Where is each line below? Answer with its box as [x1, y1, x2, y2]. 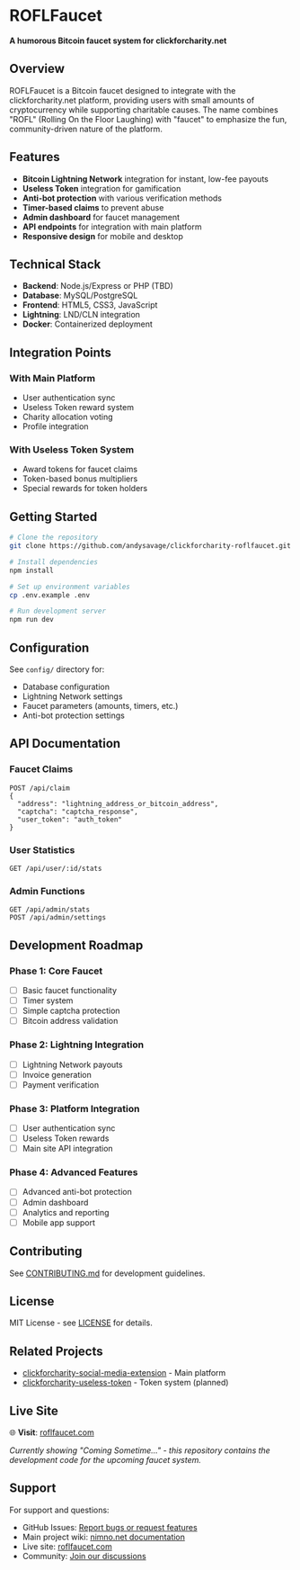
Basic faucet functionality [22, 984, 118, 995]
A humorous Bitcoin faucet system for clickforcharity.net [9, 35, 227, 46]
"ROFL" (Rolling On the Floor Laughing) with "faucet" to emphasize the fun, [9, 113, 287, 124]
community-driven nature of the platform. [9, 123, 163, 134]
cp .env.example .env [9, 590, 91, 599]
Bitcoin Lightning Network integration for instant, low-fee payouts [22, 173, 269, 184]
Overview [9, 61, 66, 76]
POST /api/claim [9, 784, 70, 793]
